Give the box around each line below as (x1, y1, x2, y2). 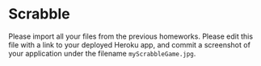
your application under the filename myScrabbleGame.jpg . (8, 48, 196, 58)
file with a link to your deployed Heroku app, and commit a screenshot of (8, 39, 250, 49)
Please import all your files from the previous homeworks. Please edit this (8, 31, 253, 41)
